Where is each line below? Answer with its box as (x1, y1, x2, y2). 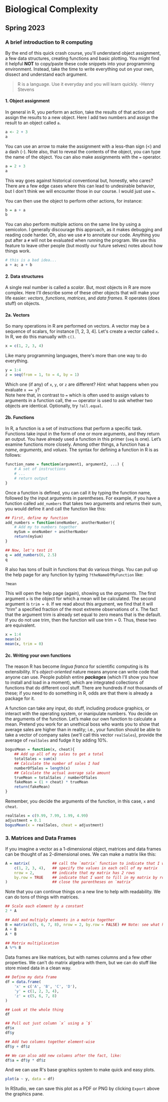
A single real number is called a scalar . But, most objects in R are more (5, 284, 151, 290)
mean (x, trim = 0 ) (5, 642, 43, 647)
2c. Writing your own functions (5, 652, 71, 658)
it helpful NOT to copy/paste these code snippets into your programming (5, 60, 155, 66)
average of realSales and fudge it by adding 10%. (5, 737, 108, 743)
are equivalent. (5, 622, 36, 629)
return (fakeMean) (14, 784, 50, 789)
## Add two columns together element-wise (5, 1039, 95, 1044)
